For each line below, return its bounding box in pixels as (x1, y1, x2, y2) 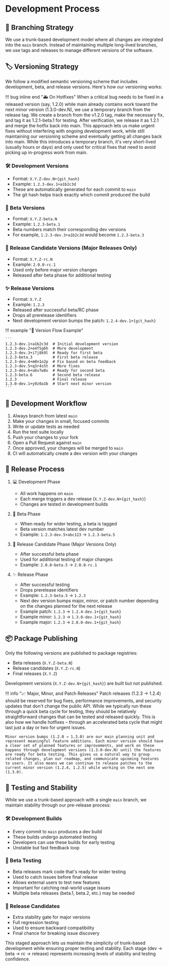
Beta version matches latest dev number (20, 526, 104, 532)
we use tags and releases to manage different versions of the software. (5, 47, 154, 53)
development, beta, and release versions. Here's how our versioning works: (5, 84, 162, 90)
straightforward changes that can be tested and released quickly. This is (5, 714, 155, 720)
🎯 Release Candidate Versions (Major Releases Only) (5, 244, 137, 251)
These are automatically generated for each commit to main (12, 186, 136, 192)
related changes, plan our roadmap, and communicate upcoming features (5, 757, 159, 762)
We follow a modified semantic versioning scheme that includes (5, 78, 138, 84)
